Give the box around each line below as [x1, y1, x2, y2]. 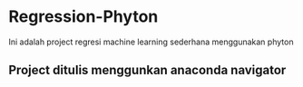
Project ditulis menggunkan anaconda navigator [8, 63, 287, 78]
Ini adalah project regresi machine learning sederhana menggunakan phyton [8, 36, 294, 47]
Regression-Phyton [8, 6, 159, 27]
